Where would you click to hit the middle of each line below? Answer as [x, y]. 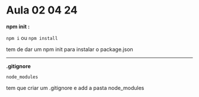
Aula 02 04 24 [42, 10]
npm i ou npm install [32, 38]
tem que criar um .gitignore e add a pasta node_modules [75, 88]
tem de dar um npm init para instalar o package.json [70, 49]
